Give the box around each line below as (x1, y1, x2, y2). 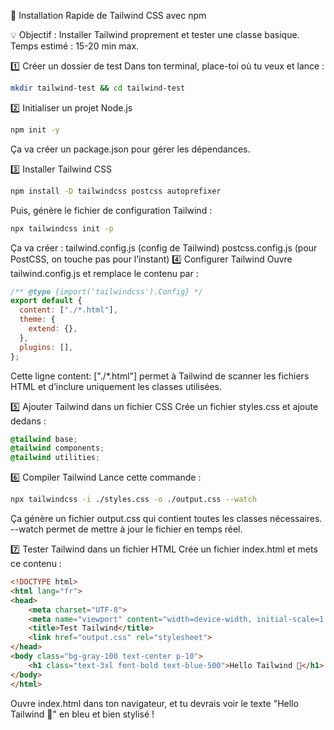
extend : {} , (28, 324, 78, 334)
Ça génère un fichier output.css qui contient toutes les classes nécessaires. (10, 513, 323, 524)
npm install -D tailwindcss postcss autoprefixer (10, 186, 222, 196)
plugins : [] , (19, 342, 74, 352)
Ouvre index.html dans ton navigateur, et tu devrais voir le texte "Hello (10, 697, 299, 709)
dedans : (10, 415, 47, 427)
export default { (10, 296, 83, 306)
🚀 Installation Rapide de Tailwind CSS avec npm (10, 10, 207, 21)
